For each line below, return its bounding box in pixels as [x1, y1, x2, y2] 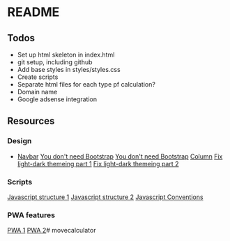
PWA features [7, 210, 56, 220]
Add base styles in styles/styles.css [17, 66, 121, 73]
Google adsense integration [17, 95, 98, 103]
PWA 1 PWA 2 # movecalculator [7, 226, 96, 235]
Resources [7, 115, 55, 127]
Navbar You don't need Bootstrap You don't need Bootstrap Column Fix [17, 152, 223, 161]
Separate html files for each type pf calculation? [17, 80, 155, 88]
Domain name [17, 88, 58, 96]
